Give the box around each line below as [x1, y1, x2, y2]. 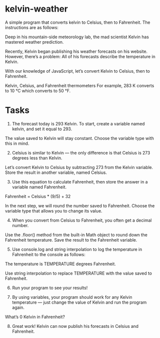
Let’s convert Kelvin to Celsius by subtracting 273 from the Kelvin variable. [5, 164, 153, 170]
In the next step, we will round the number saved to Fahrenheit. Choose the [5, 202, 155, 209]
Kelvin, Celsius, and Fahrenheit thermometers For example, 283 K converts [5, 82, 155, 88]
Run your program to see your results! [12, 285, 88, 291]
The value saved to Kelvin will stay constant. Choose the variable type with [5, 135, 154, 141]
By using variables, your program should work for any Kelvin [12, 294, 132, 300]
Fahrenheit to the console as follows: [12, 251, 86, 257]
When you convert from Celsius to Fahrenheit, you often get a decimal [12, 217, 152, 223]
